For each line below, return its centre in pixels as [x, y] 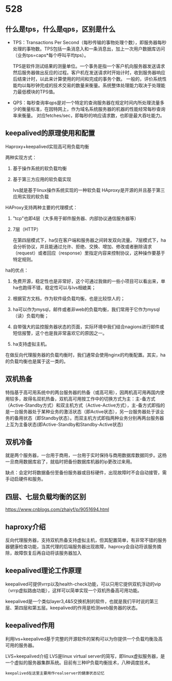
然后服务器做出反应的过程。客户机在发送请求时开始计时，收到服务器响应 [89, 73]
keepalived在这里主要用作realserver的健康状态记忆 [55, 673]
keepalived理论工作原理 [44, 570]
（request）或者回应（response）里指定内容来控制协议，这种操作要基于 [89, 253]
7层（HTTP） [27, 229]
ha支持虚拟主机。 [31, 344]
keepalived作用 [30, 625]
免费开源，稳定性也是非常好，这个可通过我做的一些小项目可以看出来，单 [89, 281]
